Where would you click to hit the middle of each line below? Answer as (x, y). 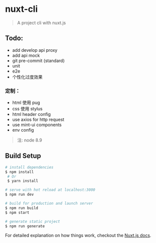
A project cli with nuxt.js (41, 23)
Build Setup (23, 156)
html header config (31, 114)
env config (23, 130)
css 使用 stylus (27, 109)
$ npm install (20, 172)
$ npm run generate (25, 226)
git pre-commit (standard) (38, 61)
